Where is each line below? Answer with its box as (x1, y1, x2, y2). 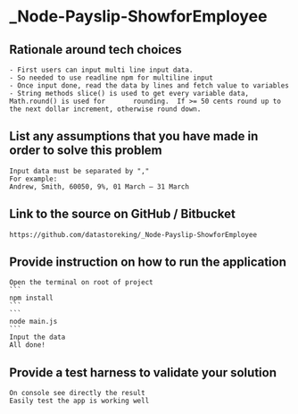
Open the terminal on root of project (9, 278, 153, 287)
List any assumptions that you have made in (9, 129, 259, 144)
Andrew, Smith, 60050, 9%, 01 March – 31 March (9, 182, 190, 191)
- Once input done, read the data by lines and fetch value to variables (9, 81, 290, 90)
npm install (9, 293, 54, 303)
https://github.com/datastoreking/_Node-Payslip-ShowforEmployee (9, 230, 257, 239)
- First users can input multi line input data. (9, 65, 194, 74)
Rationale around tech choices (9, 42, 183, 57)
